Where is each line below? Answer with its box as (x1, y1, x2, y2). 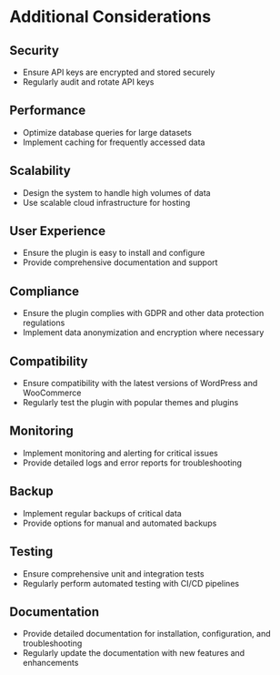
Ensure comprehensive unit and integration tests (22, 568, 205, 579)
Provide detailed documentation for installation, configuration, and (22, 629, 271, 639)
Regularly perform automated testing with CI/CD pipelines (22, 578, 239, 588)
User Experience (9, 223, 106, 239)
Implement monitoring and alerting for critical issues (22, 447, 218, 458)
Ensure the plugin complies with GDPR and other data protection (22, 308, 265, 319)
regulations (22, 317, 65, 329)
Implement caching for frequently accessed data (22, 137, 205, 148)
